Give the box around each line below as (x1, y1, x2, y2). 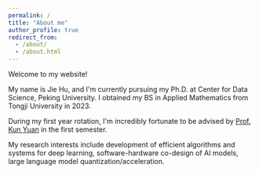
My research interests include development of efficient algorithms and (8, 140, 235, 149)
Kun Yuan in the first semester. (8, 125, 108, 134)
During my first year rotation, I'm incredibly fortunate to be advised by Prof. (8, 117, 251, 125)
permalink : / (8, 11, 51, 20)
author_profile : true (8, 26, 79, 34)
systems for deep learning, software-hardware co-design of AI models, (8, 148, 239, 158)
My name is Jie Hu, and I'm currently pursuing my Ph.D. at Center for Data (8, 85, 249, 94)
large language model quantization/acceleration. (8, 157, 165, 165)
